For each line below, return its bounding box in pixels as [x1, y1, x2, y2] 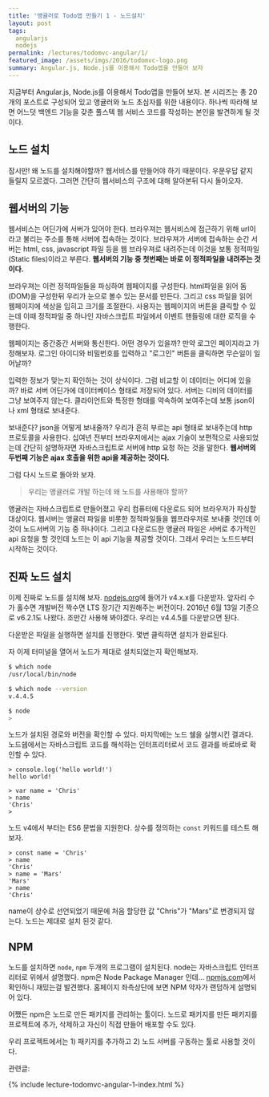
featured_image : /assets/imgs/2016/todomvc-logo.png [8, 57, 188, 65]
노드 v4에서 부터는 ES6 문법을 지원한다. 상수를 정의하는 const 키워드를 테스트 [8, 823, 251, 833]
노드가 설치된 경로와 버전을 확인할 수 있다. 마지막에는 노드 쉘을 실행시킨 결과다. [8, 729, 254, 739]
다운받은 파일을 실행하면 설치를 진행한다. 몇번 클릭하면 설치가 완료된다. [8, 630, 228, 640]
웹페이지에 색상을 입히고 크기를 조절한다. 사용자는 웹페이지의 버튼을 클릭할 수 [8, 302, 248, 311]
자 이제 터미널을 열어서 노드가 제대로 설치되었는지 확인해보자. [8, 647, 199, 656]
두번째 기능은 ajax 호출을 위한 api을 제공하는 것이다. [8, 453, 170, 462]
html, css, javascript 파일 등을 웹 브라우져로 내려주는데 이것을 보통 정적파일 [22, 244, 260, 254]
